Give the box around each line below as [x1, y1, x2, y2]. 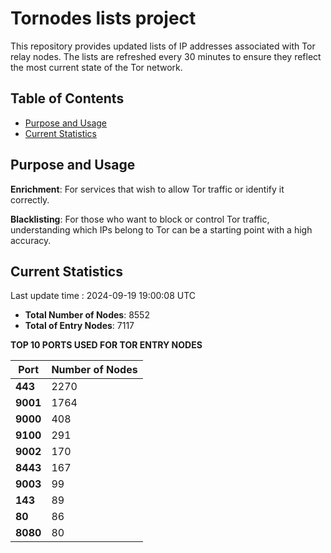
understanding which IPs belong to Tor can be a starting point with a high [10, 223, 313, 236]
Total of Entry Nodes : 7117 [24, 320, 135, 332]
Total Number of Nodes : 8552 [24, 309, 150, 321]
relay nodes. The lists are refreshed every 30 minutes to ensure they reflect [10, 50, 322, 62]
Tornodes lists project [10, 7, 197, 30]
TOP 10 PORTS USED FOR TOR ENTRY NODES [10, 339, 203, 351]
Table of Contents [10, 90, 125, 107]
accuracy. [10, 234, 52, 246]
